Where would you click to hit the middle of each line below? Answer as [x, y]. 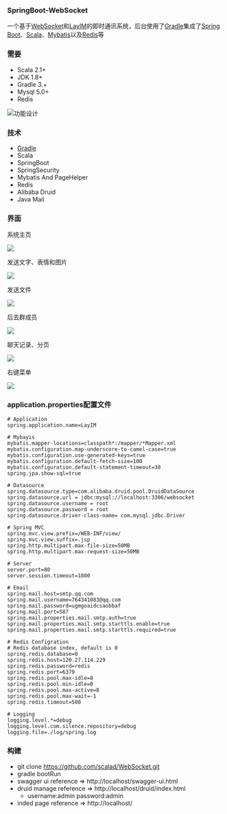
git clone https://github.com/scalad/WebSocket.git [88, 767]
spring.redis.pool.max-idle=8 [50, 678]
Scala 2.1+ [32, 69]
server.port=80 [29, 570]
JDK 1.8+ [30, 77]
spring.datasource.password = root [58, 510]
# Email [18, 588]
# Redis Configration [38, 642]
